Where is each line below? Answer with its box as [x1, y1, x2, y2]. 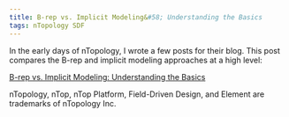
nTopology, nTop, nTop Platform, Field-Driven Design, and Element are [9, 89, 265, 99]
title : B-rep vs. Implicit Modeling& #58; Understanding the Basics [9, 12, 263, 22]
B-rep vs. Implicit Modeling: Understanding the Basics [9, 71, 206, 82]
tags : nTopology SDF [9, 21, 86, 30]
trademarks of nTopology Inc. [9, 98, 117, 108]
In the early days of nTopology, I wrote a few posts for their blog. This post [9, 45, 280, 55]
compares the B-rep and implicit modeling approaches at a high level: [9, 55, 262, 65]
